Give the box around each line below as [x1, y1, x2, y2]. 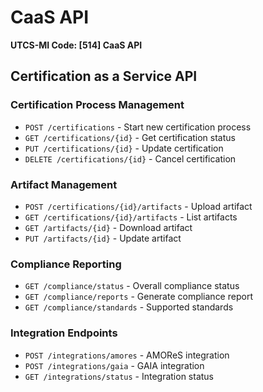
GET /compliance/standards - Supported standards [24, 301, 234, 313]
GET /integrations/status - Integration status [24, 370, 214, 382]
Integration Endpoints [10, 326, 118, 340]
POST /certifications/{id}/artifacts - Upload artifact [24, 200, 253, 212]
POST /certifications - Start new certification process [24, 121, 252, 133]
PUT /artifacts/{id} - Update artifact [24, 232, 182, 244]
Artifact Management [10, 177, 118, 191]
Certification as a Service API [10, 68, 198, 85]
